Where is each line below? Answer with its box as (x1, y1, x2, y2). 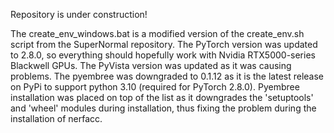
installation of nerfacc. (10, 113, 103, 124)
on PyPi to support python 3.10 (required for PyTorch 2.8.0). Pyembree (10, 81, 300, 93)
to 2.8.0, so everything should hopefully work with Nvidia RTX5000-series (10, 49, 316, 61)
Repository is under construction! (10, 9, 148, 20)
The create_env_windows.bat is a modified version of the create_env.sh (10, 28, 305, 39)
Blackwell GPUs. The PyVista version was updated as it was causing (10, 60, 292, 71)
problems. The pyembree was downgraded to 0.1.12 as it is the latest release (10, 70, 325, 82)
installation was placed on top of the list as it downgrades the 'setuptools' (10, 92, 314, 103)
